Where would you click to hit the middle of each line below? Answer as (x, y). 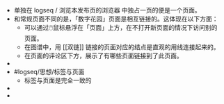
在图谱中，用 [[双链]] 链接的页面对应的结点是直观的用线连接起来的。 (122, 47)
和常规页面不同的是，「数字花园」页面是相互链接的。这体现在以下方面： (116, 19)
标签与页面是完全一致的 (58, 80)
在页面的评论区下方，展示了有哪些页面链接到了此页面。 (103, 55)
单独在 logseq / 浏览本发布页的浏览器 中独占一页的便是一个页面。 (107, 10)
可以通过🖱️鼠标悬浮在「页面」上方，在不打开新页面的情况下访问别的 (121, 27)
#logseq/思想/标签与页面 (49, 72)
